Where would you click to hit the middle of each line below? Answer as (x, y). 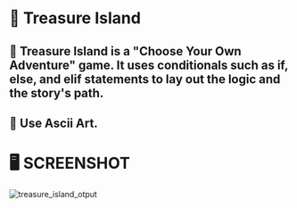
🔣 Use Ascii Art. (54, 123)
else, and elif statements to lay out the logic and (145, 79)
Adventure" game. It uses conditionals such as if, (148, 65)
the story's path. (57, 93)
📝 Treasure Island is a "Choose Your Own (126, 51)
